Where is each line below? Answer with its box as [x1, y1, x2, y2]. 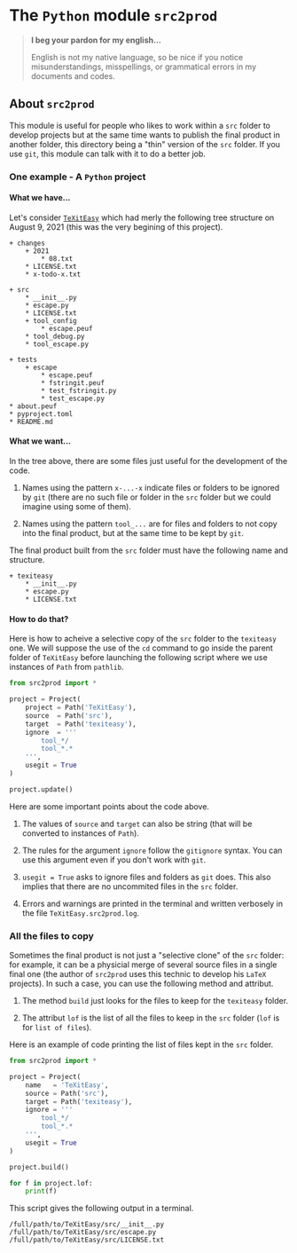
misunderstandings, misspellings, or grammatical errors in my [30, 61, 257, 72]
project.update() [9, 784, 74, 794]
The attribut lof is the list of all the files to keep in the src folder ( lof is [21, 1013, 280, 1023]
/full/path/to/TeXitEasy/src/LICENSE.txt [9, 1235, 165, 1245]
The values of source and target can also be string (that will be [21, 818, 253, 829]
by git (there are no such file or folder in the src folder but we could [21, 492, 272, 502]
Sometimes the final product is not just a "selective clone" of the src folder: [9, 950, 285, 961]
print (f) [25, 1186, 58, 1196]
